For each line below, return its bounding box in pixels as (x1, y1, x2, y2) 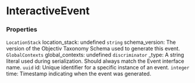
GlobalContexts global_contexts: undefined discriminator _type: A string (6, 52, 184, 59)
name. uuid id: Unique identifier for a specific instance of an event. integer (6, 64, 190, 71)
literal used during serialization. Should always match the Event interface (6, 58, 184, 65)
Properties (6, 25, 37, 34)
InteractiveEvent (6, 4, 90, 18)
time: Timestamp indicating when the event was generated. (6, 70, 152, 78)
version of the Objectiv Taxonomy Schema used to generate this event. (6, 45, 180, 52)
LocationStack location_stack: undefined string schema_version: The (6, 39, 177, 46)
